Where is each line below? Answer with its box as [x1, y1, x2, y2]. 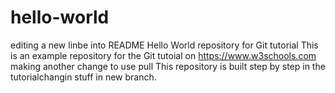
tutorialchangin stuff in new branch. [10, 71, 157, 83]
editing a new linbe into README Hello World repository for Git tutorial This [10, 39, 319, 51]
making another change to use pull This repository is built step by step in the [10, 60, 326, 72]
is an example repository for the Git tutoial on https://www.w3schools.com [10, 49, 317, 61]
